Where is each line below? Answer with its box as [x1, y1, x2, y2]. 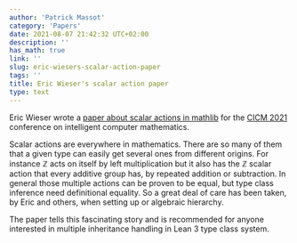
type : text [9, 87, 50, 96]
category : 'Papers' [9, 21, 82, 30]
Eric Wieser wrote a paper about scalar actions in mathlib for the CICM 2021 [9, 112, 287, 123]
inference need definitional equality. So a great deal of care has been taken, [9, 187, 287, 198]
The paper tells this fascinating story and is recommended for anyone [9, 214, 265, 224]
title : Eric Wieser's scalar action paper [9, 79, 169, 88]
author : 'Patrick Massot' [9, 12, 105, 22]
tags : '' [9, 71, 42, 80]
